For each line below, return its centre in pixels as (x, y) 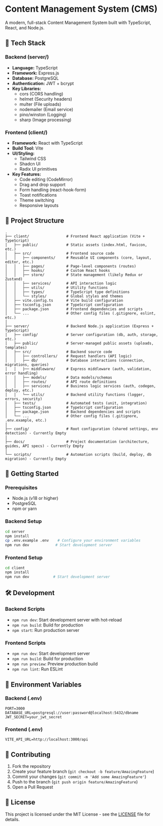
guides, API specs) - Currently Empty (44, 446)
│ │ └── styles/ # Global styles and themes (64, 296)
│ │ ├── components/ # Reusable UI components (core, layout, (78, 258)
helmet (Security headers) (46, 99)
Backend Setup (24, 521)
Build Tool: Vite (28, 148)
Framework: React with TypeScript (47, 143)
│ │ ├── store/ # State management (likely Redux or (74, 275)
